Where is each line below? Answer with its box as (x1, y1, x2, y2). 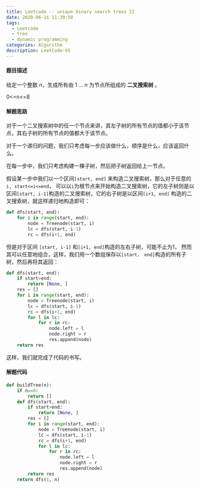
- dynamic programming (11, 36, 68, 42)
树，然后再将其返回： (6, 258, 59, 265)
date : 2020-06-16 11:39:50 (6, 14, 73, 20)
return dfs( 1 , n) (17, 476, 60, 483)
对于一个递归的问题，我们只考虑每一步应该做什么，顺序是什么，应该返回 (6, 142, 184, 149)
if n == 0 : (17, 388, 39, 394)
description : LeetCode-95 (6, 48, 70, 54)
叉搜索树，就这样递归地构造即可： (6, 198, 90, 205)
